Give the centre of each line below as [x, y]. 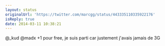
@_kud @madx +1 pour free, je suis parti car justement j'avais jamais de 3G [83, 38]
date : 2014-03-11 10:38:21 [33, 24]
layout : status [21, 10]
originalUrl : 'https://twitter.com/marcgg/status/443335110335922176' [80, 14]
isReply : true [20, 19]
